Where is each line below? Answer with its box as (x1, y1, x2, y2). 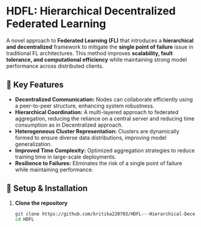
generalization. (14, 140, 52, 148)
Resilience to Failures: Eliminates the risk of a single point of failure (14, 159, 182, 166)
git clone (14, 211, 40, 217)
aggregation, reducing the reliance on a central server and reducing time (14, 115, 195, 122)
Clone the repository (14, 199, 68, 207)
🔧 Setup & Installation (6, 183, 88, 193)
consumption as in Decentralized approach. (14, 121, 123, 129)
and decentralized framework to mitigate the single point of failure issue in (6, 43, 194, 50)
